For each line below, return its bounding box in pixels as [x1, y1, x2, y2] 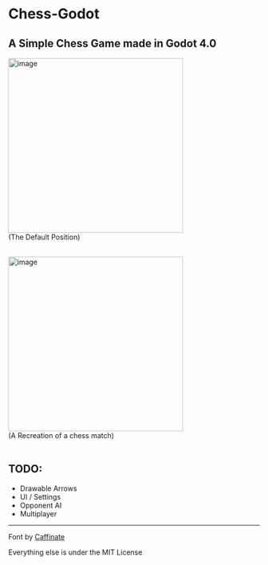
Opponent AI [19, 500, 62, 510]
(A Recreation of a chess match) [8, 431, 114, 440]
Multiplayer [19, 508, 57, 519]
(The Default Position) [8, 232, 81, 242]
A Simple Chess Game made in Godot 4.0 [8, 37, 217, 50]
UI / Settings [19, 492, 61, 501]
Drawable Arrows [19, 484, 77, 493]
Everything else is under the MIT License [8, 547, 143, 557]
